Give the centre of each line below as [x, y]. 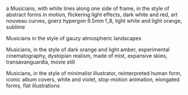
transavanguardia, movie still [41, 62]
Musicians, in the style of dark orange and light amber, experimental [88, 50]
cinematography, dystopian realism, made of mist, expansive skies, [87, 56]
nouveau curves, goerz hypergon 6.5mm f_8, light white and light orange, [94, 21]
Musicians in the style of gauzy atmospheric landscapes [74, 38]
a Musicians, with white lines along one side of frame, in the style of [88, 8]
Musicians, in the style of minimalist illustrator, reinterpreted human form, [94, 73]
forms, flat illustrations [33, 86]
